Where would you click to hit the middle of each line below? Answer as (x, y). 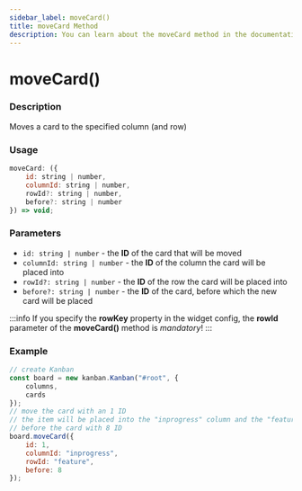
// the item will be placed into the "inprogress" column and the (136, 420)
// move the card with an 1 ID (68, 411)
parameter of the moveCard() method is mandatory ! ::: (111, 327)
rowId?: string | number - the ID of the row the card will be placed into (155, 281)
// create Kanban (42, 370)
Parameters (35, 233)
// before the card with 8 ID (66, 428)
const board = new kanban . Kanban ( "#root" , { (94, 378)
